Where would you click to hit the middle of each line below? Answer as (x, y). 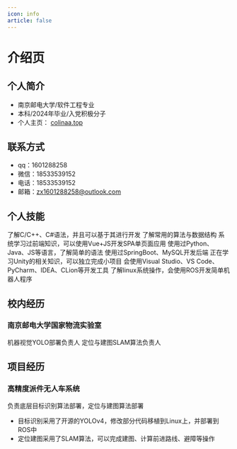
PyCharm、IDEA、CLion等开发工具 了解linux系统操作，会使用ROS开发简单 (116, 270)
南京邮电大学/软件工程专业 (56, 104)
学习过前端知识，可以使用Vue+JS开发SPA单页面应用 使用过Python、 (113, 244)
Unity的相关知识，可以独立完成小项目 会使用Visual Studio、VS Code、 (116, 261)
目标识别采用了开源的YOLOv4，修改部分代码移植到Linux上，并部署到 (118, 421)
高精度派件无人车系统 (44, 389)
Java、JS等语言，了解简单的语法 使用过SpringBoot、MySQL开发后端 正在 (115, 253)
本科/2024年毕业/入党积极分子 (62, 113)
